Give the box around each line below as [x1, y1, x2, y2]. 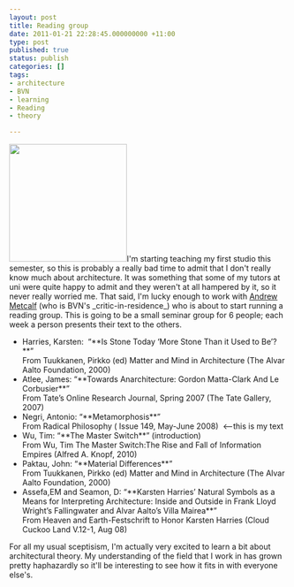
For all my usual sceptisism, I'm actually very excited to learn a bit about [9, 541, 271, 553]
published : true [9, 46, 69, 55]
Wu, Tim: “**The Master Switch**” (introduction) [21, 431, 201, 441]
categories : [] [9, 63, 65, 72]
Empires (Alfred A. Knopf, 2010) [21, 449, 138, 460]
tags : [9, 71, 29, 80]
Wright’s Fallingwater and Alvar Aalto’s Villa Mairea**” [21, 506, 218, 516]
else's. [9, 569, 34, 580]
